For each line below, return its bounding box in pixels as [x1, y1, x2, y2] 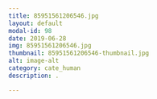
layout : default [8, 19, 63, 27]
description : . [8, 72, 60, 80]
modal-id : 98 [8, 27, 52, 35]
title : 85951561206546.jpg [8, 11, 99, 20]
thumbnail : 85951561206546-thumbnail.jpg [8, 49, 150, 57]
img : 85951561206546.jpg [8, 42, 92, 50]
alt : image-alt [8, 57, 60, 65]
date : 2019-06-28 [8, 34, 67, 43]
